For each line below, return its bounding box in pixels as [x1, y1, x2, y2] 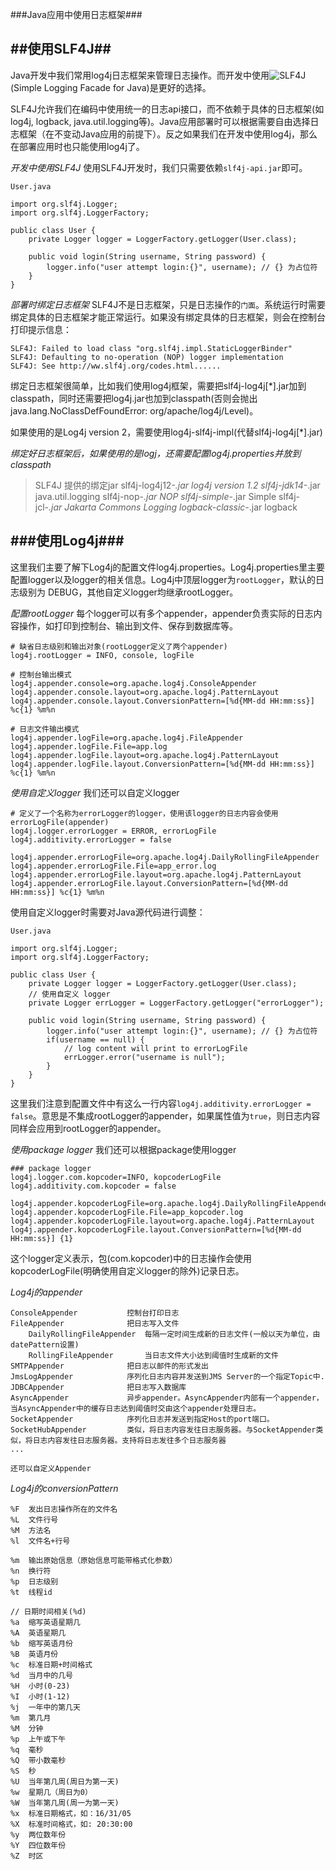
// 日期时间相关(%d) [10, 1606, 87, 1617]
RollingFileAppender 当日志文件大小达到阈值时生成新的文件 [28, 1350, 279, 1360]
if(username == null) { [46, 1034, 145, 1045]
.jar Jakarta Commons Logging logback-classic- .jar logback [48, 501, 298, 513]
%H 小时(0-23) [10, 1681, 71, 1691]
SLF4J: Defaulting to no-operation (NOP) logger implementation [10, 352, 284, 362]
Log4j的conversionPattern [10, 1482, 119, 1494]
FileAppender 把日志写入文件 [10, 1318, 180, 1328]
